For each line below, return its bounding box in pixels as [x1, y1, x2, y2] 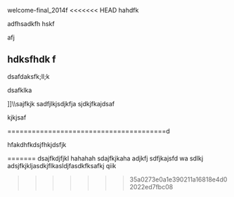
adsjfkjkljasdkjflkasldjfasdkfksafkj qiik [7, 161, 117, 170]
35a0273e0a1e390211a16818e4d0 [129, 175, 228, 184]
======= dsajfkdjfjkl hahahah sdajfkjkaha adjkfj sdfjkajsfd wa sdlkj [7, 154, 204, 163]
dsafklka [7, 86, 32, 94]
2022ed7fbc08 [129, 182, 174, 191]
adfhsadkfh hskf [7, 20, 55, 27]
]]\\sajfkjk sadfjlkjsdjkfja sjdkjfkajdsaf [7, 99, 115, 108]
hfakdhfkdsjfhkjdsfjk [7, 140, 67, 148]
